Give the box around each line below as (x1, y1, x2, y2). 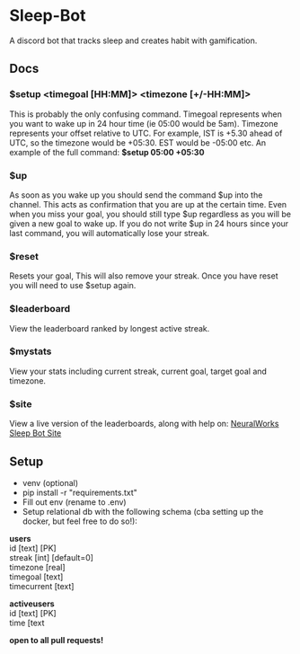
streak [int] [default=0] (9, 552, 94, 562)
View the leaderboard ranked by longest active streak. (9, 323, 210, 333)
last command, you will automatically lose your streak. (9, 227, 209, 238)
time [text (9, 617, 45, 628)
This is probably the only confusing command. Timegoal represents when (9, 109, 283, 119)
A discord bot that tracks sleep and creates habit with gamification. (9, 35, 258, 46)
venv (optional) (22, 477, 79, 488)
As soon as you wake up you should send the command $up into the (9, 190, 263, 200)
